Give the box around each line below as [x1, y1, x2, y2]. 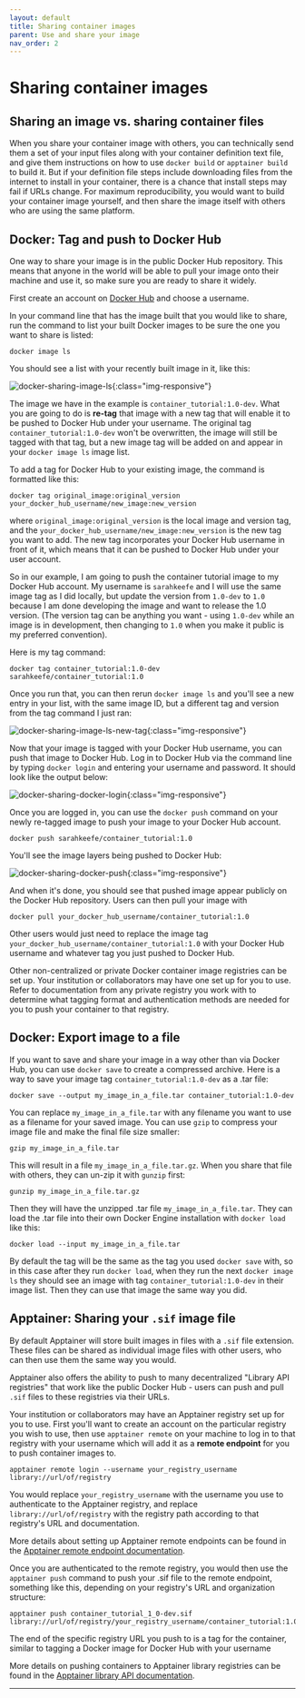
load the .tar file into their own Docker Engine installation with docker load [9, 1212, 286, 1223]
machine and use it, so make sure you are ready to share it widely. [9, 275, 257, 286]
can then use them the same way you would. [9, 1354, 177, 1365]
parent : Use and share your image [9, 30, 141, 39]
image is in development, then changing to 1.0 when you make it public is [9, 619, 284, 631]
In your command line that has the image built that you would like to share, [9, 311, 288, 321]
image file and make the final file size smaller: [9, 1126, 180, 1137]
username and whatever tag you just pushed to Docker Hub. [9, 948, 235, 959]
